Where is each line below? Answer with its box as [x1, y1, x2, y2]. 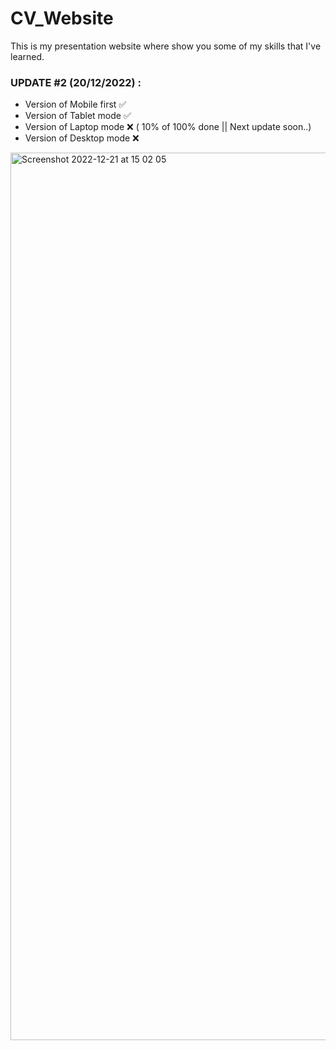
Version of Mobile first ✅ [24, 98, 127, 111]
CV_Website [10, 7, 114, 30]
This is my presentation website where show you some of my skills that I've [10, 40, 322, 52]
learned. [10, 50, 45, 62]
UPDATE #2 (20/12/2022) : [10, 75, 142, 89]
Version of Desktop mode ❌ [24, 132, 140, 144]
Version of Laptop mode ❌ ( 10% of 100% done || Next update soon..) [24, 121, 312, 133]
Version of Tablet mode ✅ [24, 110, 132, 122]
